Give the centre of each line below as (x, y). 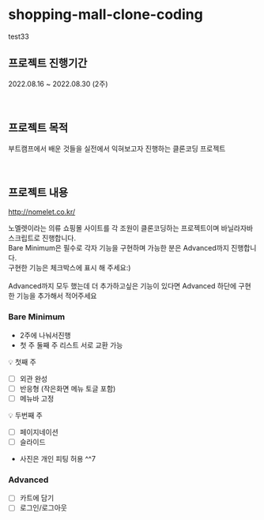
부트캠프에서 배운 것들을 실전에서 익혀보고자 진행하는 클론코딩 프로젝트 (117, 149)
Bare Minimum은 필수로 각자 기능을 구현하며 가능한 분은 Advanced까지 (119, 248)
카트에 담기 (37, 498)
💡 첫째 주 (23, 362)
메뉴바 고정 (37, 398)
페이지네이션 (39, 431)
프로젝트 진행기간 (48, 64)
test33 (19, 36)
